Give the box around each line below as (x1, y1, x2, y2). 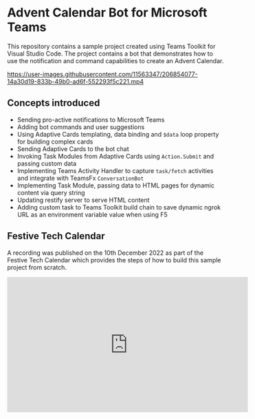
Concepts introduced (7, 98, 100, 109)
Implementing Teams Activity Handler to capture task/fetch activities (16, 166, 214, 174)
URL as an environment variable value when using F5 (16, 210, 168, 218)
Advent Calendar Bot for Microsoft (7, 5, 208, 21)
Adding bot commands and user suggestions (16, 122, 145, 131)
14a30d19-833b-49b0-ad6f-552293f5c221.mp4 (7, 77, 144, 85)
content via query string (16, 188, 85, 196)
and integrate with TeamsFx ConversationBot (16, 174, 144, 182)
